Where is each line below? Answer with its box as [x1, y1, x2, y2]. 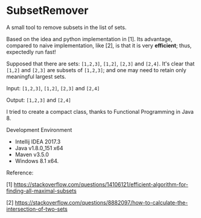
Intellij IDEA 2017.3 [14, 137, 61, 145]
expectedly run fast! [6, 48, 56, 55]
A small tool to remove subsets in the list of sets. [6, 24, 127, 31]
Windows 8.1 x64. [14, 157, 59, 164]
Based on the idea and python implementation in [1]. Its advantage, [6, 35, 173, 42]
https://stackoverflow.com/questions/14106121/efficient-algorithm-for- [13, 180, 188, 188]
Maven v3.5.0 [14, 151, 49, 158]
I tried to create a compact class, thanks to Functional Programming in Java [6, 108, 194, 115]
